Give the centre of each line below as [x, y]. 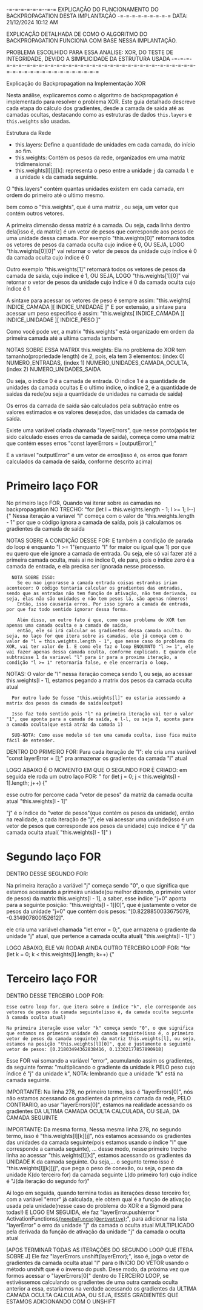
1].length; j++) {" [27, 783]
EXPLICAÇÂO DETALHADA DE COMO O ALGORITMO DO [77, 34]
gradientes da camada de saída [45, 528]
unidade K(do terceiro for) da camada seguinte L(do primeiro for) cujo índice [102, 1174]
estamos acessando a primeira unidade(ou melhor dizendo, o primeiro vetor [101, 892]
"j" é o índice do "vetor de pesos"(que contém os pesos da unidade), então [100, 813]
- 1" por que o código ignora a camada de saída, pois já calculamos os [94, 522]
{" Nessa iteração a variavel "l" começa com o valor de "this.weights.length [101, 515]
